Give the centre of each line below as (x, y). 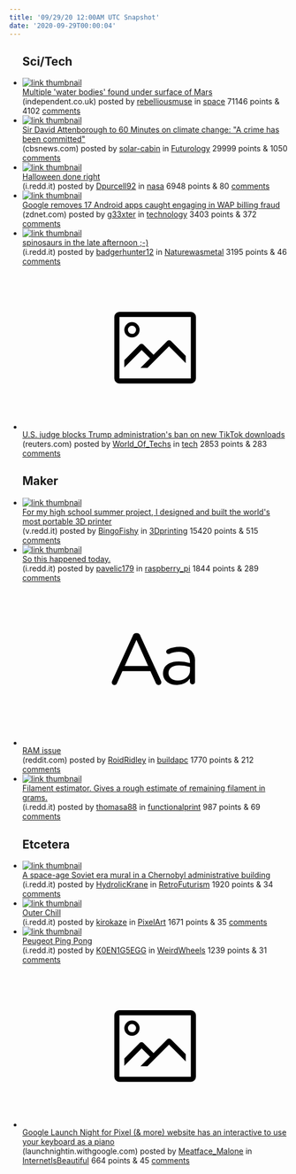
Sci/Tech (47, 62)
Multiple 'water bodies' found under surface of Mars (117, 92)
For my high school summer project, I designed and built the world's (146, 512)
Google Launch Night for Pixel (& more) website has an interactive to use (154, 1132)
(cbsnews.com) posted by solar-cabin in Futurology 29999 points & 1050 (155, 149)
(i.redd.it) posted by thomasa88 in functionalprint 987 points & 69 (141, 807)
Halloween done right (61, 177)
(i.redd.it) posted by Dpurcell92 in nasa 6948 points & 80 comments (146, 186)
